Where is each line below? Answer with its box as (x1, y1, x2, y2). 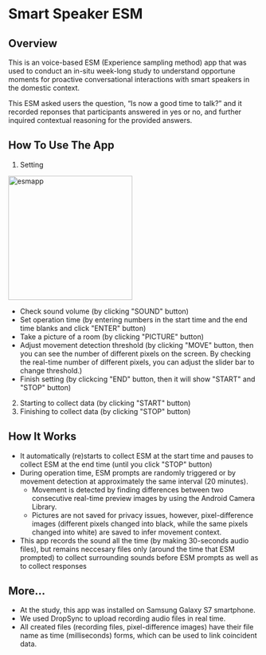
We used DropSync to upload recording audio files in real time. (19, 614, 226, 623)
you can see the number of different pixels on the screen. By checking (19, 349, 251, 358)
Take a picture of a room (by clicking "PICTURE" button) (19, 332, 205, 341)
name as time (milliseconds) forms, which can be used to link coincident (19, 631, 257, 641)
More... (8, 584, 46, 598)
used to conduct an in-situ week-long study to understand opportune (8, 66, 236, 76)
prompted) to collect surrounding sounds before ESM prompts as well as (19, 552, 259, 562)
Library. (31, 502, 57, 511)
